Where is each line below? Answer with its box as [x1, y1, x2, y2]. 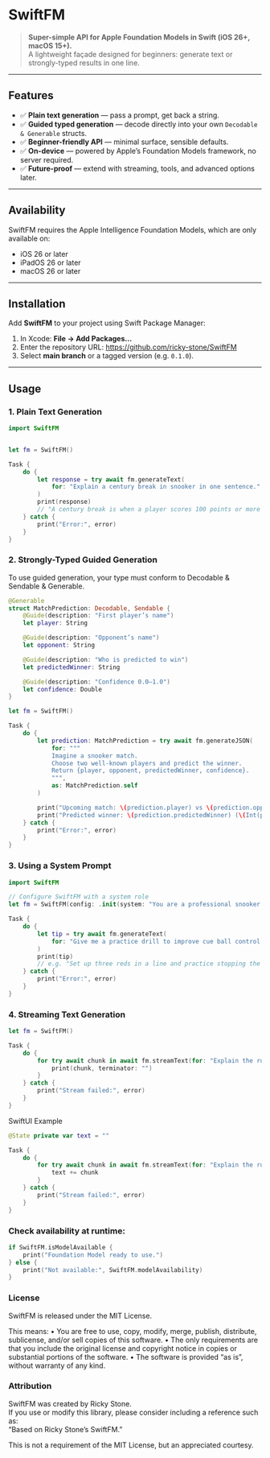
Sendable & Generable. [8, 581, 85, 591]
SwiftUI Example [8, 1116, 63, 1126]
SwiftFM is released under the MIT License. [8, 1311, 153, 1320]
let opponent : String [22, 642, 95, 650]
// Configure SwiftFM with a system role [8, 893, 149, 901]
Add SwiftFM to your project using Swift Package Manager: [8, 318, 206, 328]
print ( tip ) [37, 952, 74, 960]
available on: [8, 233, 51, 243]
